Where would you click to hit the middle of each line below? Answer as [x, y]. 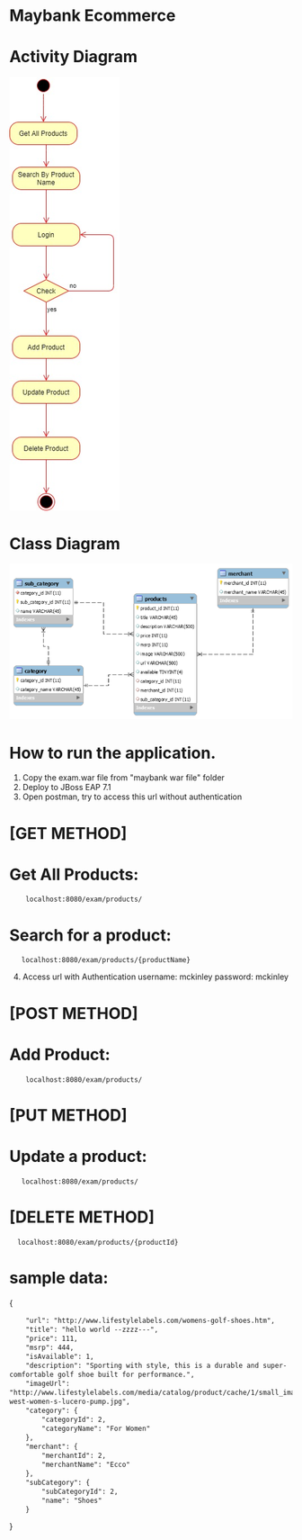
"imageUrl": [48, 1383]
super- [275, 1365]
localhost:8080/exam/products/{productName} [106, 960]
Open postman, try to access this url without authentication [132, 797]
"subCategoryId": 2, [80, 1491]
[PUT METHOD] [68, 1115]
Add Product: [60, 1054]
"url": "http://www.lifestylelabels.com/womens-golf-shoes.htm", [151, 1320]
